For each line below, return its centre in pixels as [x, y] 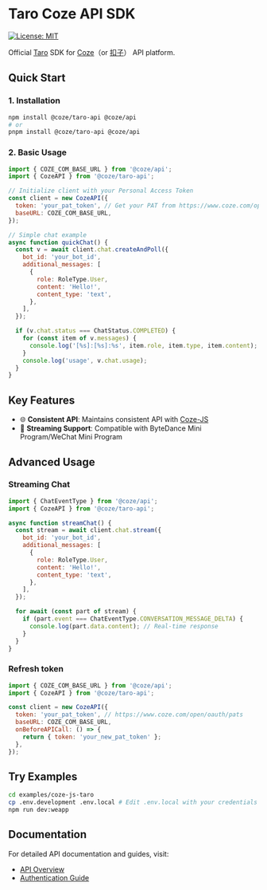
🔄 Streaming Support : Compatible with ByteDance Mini [110, 428]
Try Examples [43, 776]
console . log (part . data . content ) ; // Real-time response [124, 626]
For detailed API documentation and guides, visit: [89, 853]
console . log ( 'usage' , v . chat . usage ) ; [85, 360]
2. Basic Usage [38, 152]
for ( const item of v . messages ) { [79, 339]
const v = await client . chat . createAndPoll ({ [92, 250]
